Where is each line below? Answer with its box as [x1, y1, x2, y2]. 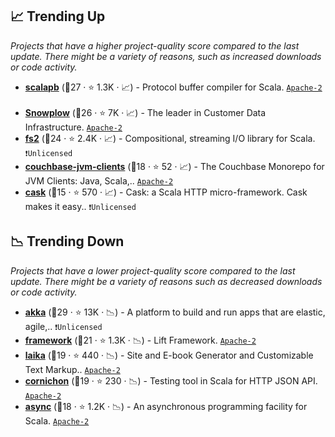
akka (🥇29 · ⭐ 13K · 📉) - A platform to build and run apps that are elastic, [24, 306, 326, 318]
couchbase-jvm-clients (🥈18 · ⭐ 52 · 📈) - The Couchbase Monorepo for [24, 160, 325, 172]
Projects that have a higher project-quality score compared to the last [10, 39, 300, 52]
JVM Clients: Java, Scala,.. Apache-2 [24, 174, 174, 187]
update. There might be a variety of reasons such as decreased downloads [10, 275, 323, 287]
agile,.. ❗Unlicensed [24, 320, 103, 332]
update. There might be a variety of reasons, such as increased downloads [10, 50, 322, 62]
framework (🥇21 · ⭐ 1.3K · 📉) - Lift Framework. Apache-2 [24, 334, 257, 346]
